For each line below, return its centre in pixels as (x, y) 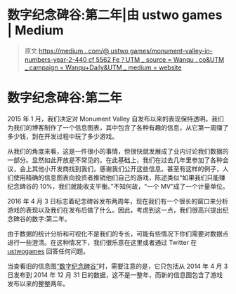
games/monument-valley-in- (171, 51)
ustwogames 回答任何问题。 (48, 251)
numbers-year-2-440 (55, 59)
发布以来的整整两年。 (38, 283)
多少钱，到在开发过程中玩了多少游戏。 (63, 136)
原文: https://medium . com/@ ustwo (76, 51)
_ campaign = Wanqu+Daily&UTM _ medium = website (103, 67)
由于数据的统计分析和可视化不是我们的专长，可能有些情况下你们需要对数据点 (118, 234)
